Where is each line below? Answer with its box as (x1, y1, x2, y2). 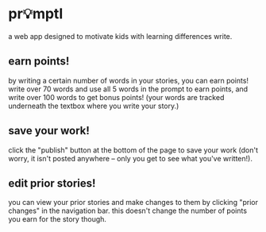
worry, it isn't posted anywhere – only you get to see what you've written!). (8, 153, 253, 163)
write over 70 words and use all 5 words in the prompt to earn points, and (8, 84, 249, 94)
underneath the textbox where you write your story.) (8, 101, 179, 110)
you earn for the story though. (8, 215, 107, 224)
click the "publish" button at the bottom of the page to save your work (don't (8, 145, 259, 155)
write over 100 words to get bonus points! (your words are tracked (8, 92, 225, 102)
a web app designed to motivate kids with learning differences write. (8, 31, 233, 41)
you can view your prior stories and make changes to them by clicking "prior (8, 198, 258, 207)
